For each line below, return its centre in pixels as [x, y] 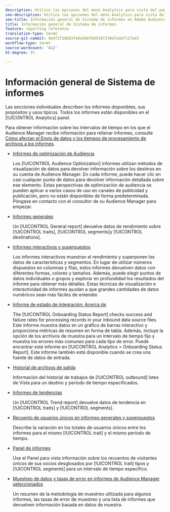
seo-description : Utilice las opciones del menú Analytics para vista [81, 15]
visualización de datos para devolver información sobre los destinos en [87, 169]
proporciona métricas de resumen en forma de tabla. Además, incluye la [88, 330]
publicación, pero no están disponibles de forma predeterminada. [81, 196]
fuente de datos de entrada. [41, 358]
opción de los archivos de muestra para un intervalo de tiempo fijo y [84, 336]
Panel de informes [32, 448]
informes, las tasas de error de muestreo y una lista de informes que [84, 499]
